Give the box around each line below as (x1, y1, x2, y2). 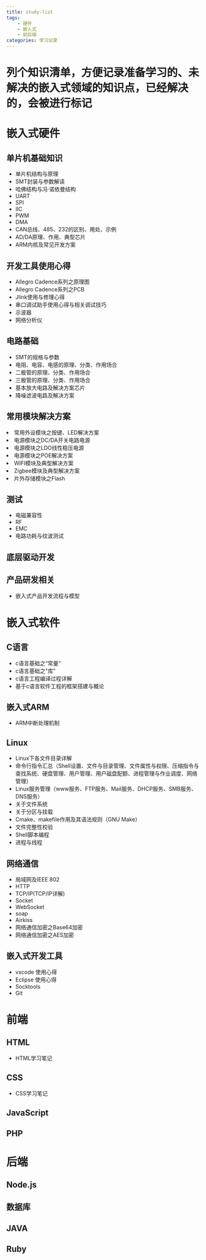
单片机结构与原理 (15, 170, 59, 178)
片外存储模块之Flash (14, 474, 65, 482)
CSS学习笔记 (15, 1089, 48, 1097)
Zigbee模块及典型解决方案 (14, 467, 80, 474)
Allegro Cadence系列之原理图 (15, 278, 90, 285)
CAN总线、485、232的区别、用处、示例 (15, 226, 117, 233)
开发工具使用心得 (6, 261, 71, 271)
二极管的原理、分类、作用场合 (15, 369, 90, 376)
